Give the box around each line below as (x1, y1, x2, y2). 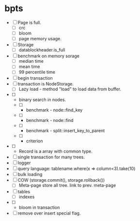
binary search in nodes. (18, 97, 66, 102)
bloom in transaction (18, 204, 60, 210)
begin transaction (17, 75, 53, 81)
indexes (18, 194, 35, 200)
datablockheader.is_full (18, 47, 65, 53)
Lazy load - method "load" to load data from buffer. (18, 86, 122, 92)
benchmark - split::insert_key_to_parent (26, 128, 105, 134)
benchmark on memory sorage (17, 53, 79, 59)
